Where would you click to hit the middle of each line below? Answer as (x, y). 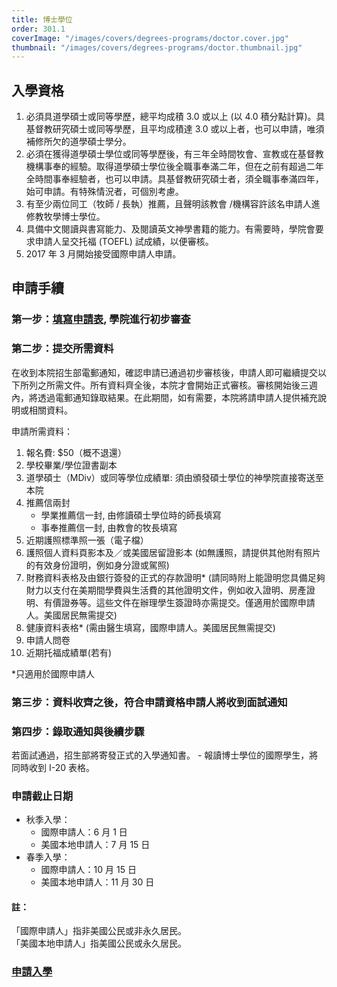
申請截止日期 (42, 796)
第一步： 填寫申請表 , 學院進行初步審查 (101, 319)
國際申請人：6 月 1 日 (84, 832)
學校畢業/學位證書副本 (71, 465)
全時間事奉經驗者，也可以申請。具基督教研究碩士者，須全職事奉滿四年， (174, 179)
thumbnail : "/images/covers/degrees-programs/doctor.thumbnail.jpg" (157, 47)
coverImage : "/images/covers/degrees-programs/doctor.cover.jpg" (150, 38)
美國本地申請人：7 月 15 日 (95, 845)
